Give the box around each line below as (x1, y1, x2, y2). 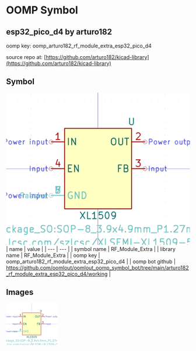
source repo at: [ (6, 54, 46, 60)
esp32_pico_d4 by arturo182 (6, 27, 113, 37)
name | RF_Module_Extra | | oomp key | (6, 252, 100, 259)
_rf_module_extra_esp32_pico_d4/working (6, 270, 108, 277)
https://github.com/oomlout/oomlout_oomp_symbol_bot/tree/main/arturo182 (6, 264, 189, 271)
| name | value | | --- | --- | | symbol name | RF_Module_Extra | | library (6, 245, 176, 252)
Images (6, 287, 34, 297)
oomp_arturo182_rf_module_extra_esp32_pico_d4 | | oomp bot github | (6, 258, 176, 265)
